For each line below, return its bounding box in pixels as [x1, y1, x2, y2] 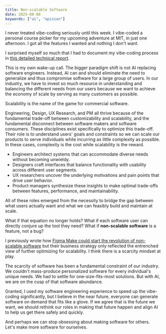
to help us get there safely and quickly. [5, 309, 84, 315]
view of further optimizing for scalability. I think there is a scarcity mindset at [5, 248, 161, 254]
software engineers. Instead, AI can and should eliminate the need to [5, 70, 145, 76]
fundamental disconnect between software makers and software [5, 121, 137, 126]
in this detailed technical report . [5, 55, 70, 61]
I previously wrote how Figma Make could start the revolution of [5, 238, 135, 244]
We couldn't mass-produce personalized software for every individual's [5, 268, 151, 274]
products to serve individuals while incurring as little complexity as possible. [5, 136, 161, 142]
